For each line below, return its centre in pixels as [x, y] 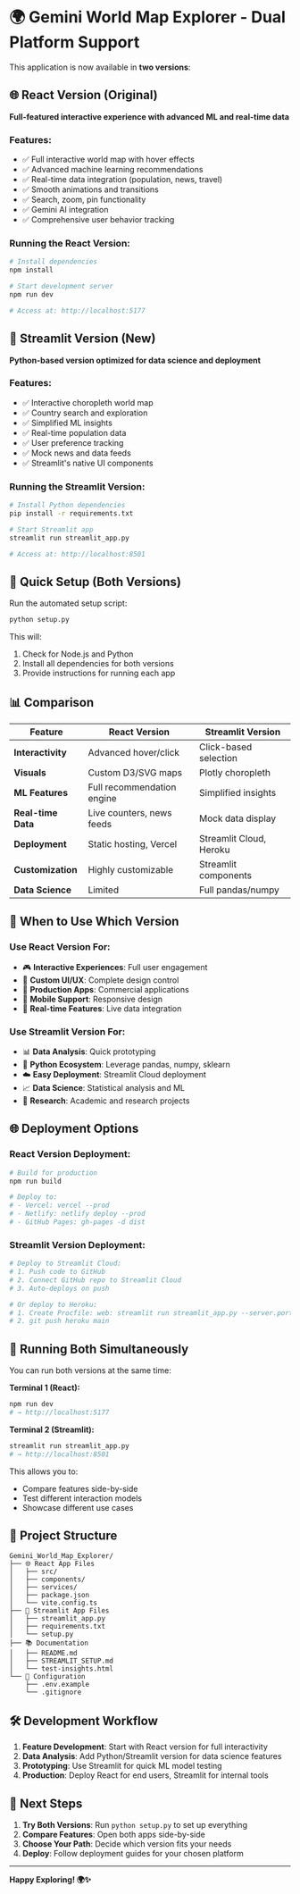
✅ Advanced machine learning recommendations [112, 170]
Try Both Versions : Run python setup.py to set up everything [135, 1825]
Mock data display [238, 818]
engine [103, 798]
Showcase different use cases [78, 1507]
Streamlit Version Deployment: [77, 1245]
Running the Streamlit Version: [77, 486]
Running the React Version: [70, 243]
